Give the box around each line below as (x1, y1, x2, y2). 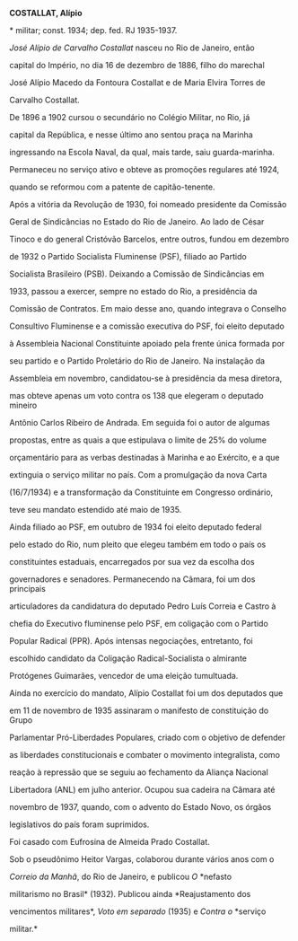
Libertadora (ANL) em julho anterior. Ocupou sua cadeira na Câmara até (9, 785, 276, 795)
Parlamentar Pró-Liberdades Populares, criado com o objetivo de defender (9, 732, 285, 743)
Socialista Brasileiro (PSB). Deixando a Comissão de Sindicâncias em (9, 268, 265, 279)
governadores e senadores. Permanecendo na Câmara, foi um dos (9, 574, 256, 585)
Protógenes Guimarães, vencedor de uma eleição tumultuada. (9, 671, 239, 681)
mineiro (9, 400, 38, 410)
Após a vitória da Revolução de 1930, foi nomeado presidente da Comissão (9, 199, 287, 209)
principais (9, 584, 47, 594)
